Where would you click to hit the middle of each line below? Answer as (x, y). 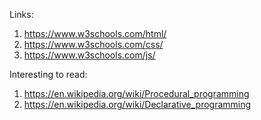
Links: (21, 14)
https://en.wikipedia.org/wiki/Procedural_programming (136, 93)
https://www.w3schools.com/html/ (95, 33)
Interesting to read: (48, 74)
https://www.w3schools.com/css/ (93, 44)
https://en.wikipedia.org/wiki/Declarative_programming (137, 104)
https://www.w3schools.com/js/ (89, 55)
